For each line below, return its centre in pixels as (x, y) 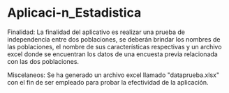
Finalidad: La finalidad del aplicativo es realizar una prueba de (96, 32)
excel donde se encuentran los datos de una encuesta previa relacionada (112, 54)
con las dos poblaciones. (43, 61)
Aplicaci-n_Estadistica (74, 13)
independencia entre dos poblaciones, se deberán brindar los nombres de (114, 39)
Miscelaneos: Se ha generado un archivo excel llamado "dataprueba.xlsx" (113, 75)
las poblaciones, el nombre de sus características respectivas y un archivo (114, 46)
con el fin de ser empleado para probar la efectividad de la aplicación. (108, 82)
